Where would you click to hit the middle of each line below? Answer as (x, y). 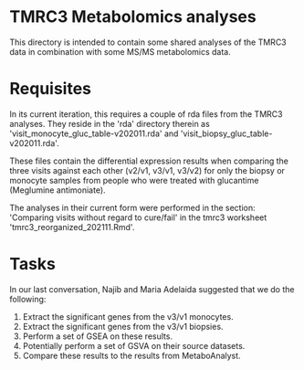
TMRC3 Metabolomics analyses (133, 17)
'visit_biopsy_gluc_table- (226, 133)
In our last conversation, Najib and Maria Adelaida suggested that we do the (152, 289)
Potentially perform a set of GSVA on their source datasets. (134, 345)
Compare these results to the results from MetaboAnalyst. (131, 355)
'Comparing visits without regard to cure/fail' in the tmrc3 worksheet (138, 217)
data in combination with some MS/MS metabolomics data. (120, 51)
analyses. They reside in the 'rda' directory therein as (110, 123)
